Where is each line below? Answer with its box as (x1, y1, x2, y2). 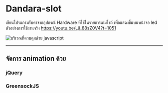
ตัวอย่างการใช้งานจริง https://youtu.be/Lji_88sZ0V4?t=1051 (5, 25, 116, 31)
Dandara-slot (5, 3, 62, 14)
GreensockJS (5, 83, 39, 90)
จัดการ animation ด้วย (5, 54, 66, 63)
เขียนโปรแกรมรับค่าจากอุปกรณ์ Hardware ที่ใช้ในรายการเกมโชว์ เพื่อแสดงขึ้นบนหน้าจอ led (5, 19, 158, 25)
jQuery (5, 69, 23, 76)
